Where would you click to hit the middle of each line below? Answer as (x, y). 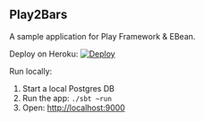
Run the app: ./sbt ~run (67, 98)
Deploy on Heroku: (44, 54)
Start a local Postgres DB (68, 88)
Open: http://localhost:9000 (73, 108)
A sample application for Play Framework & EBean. (102, 36)
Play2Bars (38, 15)
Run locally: (31, 71)
